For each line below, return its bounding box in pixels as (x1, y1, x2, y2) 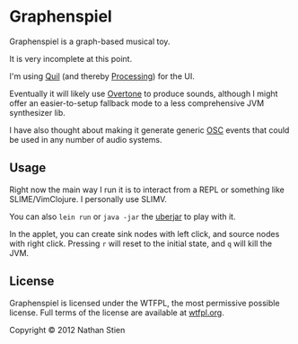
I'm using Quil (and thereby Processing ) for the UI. (9, 70, 195, 82)
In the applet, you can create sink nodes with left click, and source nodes (9, 228, 280, 239)
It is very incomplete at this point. (9, 53, 133, 64)
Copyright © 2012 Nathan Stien (9, 324, 126, 335)
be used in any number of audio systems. (9, 134, 162, 145)
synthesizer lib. (9, 107, 66, 118)
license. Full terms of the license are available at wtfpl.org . (9, 307, 224, 318)
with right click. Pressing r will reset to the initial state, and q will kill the (9, 238, 272, 249)
